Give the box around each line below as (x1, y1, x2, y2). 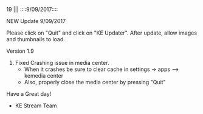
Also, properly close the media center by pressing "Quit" (24, 79, 166, 85)
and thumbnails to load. (6, 36, 66, 42)
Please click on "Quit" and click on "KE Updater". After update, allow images (6, 29, 198, 36)
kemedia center (24, 72, 64, 79)
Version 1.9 (6, 47, 35, 55)
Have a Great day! (6, 90, 52, 97)
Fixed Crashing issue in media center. (15, 59, 109, 66)
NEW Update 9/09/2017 (6, 18, 66, 24)
